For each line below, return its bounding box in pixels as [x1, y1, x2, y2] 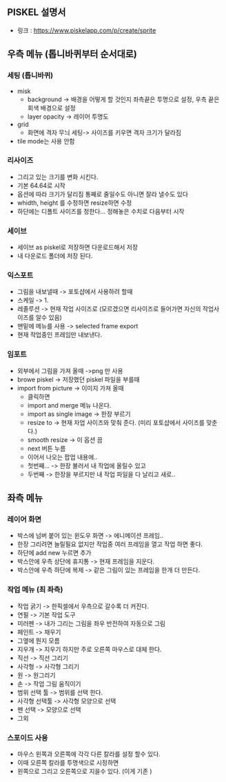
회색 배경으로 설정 [27, 103, 76, 112]
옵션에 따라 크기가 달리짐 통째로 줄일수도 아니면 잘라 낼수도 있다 [17, 190, 188, 198]
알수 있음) [35, 313, 62, 322]
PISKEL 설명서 [7, 6, 66, 19]
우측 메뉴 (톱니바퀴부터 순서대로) [7, 48, 138, 60]
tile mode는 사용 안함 [17, 137, 75, 145]
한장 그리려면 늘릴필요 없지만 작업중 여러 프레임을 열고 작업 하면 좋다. [17, 540, 203, 548]
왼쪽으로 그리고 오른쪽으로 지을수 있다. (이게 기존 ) [17, 767, 153, 775]
